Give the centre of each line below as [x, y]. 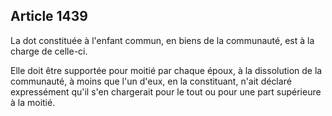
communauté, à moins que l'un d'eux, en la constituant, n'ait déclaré [151, 81]
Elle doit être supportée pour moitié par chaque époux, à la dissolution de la [166, 70]
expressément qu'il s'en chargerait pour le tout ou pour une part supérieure [166, 91]
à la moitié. [33, 102]
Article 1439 [49, 16]
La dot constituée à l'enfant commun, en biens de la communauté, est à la [162, 40]
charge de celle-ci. [49, 51]
